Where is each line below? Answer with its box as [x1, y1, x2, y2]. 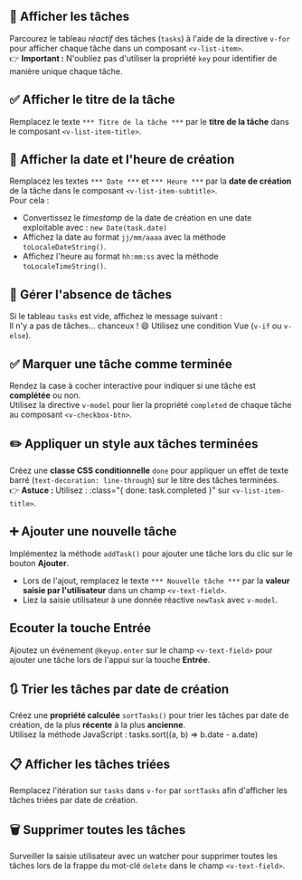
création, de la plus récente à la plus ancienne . [9, 720, 186, 731]
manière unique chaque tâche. [9, 65, 124, 77]
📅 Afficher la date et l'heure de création [9, 152, 235, 167]
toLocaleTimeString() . [22, 260, 107, 271]
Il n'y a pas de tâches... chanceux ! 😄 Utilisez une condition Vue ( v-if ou [9, 320, 282, 331]
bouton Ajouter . [9, 557, 70, 568]
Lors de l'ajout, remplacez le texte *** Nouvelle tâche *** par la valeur [22, 575, 290, 586]
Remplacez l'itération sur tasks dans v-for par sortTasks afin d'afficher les [9, 785, 288, 796]
